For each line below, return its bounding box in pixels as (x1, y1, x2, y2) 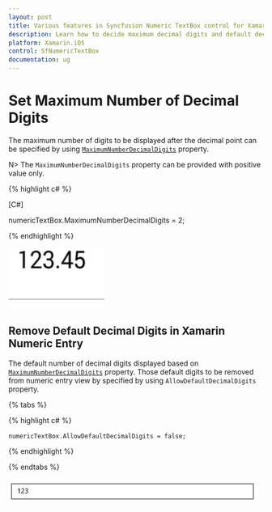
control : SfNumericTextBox (8, 47, 100, 56)
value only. (8, 168, 45, 178)
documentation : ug (8, 56, 70, 64)
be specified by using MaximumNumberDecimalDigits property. (8, 144, 209, 154)
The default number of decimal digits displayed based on (8, 358, 199, 368)
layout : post (8, 13, 53, 21)
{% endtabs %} (8, 462, 60, 472)
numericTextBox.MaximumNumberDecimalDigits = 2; (8, 215, 185, 225)
